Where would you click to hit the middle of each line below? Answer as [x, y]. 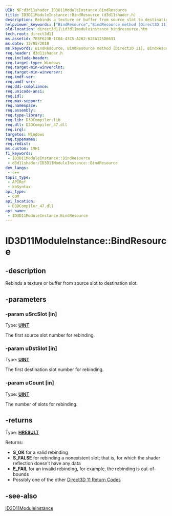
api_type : [16, 192]
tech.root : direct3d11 [29, 34]
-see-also [21, 496]
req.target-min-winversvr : [34, 72]
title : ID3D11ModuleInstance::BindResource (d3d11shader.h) [71, 15]
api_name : [16, 211]
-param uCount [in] [30, 383]
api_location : [20, 201]
